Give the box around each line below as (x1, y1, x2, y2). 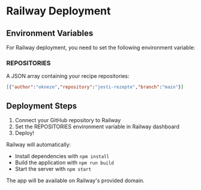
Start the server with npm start (14, 165, 92, 172)
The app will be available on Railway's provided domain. (6, 177, 145, 184)
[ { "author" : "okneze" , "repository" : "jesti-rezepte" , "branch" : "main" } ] (6, 84, 184, 91)
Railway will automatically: (6, 141, 71, 148)
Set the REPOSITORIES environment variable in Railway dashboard (14, 123, 180, 130)
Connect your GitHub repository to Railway (14, 116, 121, 123)
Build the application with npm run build (14, 159, 114, 166)
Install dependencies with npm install (14, 152, 110, 159)
